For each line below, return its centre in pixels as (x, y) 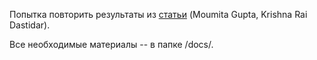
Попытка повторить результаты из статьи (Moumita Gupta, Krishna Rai (158, 14)
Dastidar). (30, 25)
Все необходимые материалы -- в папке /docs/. (111, 44)
